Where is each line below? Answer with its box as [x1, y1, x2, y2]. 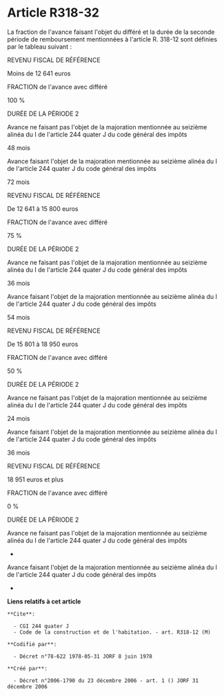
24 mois [7, 414, 30, 423]
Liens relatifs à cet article [7, 597, 81, 605]
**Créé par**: [7, 665, 48, 672]
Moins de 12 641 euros [7, 69, 71, 77]
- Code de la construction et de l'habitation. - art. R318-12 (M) [13, 628, 212, 636]
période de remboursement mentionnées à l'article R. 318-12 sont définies [7, 35, 218, 43]
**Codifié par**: [7, 641, 57, 648]
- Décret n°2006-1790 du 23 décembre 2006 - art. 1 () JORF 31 [13, 677, 198, 684]
